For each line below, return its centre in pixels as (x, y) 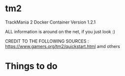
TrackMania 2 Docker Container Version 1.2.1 (50, 22)
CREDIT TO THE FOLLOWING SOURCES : (47, 41)
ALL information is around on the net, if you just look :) (60, 31)
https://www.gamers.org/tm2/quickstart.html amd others (63, 46)
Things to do (31, 66)
